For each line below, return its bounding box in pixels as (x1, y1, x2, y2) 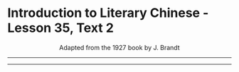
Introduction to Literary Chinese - (7, 5, 209, 21)
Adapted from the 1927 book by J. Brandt (59, 43, 180, 52)
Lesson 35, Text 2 (7, 20, 114, 36)
